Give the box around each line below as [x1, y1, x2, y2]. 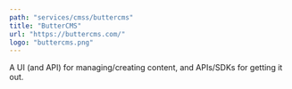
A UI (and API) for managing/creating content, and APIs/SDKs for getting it [9, 62, 283, 73]
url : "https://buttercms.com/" [9, 29, 126, 38]
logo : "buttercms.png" [9, 37, 94, 47]
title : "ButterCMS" [9, 21, 82, 30]
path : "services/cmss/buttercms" [9, 12, 134, 22]
